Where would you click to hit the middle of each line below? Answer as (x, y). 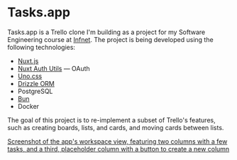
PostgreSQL (35, 91)
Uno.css (30, 76)
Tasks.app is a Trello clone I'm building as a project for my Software (106, 32)
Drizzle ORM (36, 83)
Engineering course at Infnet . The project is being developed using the (111, 39)
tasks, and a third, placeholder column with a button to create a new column (118, 149)
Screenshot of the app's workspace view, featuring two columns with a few (117, 141)
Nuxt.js (28, 60)
